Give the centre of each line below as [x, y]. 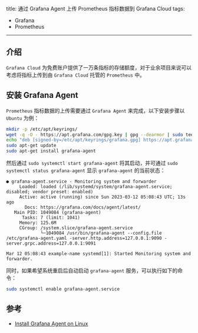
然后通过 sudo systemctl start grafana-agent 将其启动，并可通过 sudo [92, 163]
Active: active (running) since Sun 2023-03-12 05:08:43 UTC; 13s [102, 197]
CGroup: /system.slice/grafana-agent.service [76, 228]
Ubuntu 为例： [23, 118]
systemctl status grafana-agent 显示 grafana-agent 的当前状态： [86, 170]
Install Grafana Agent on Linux [51, 324]
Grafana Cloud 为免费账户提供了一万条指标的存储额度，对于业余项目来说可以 [99, 67]
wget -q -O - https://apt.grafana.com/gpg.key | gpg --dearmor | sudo [95, 134]
